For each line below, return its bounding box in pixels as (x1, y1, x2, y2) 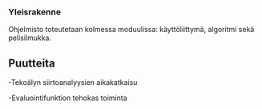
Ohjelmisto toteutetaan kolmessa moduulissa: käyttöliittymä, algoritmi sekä (8, 25, 255, 34)
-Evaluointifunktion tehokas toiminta (8, 93, 128, 103)
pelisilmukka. (8, 33, 52, 42)
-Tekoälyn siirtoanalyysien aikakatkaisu (8, 78, 138, 87)
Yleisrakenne (8, 6, 62, 18)
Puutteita (8, 56, 55, 70)
